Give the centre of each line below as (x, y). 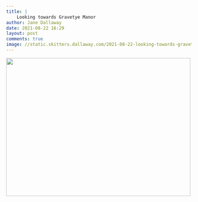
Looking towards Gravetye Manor (56, 17)
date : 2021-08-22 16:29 (35, 28)
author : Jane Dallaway (34, 22)
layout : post (22, 34)
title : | (17, 11)
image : (14, 45)
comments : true (25, 39)
